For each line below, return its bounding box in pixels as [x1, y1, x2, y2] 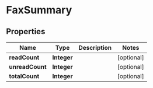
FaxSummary [6, 3, 72, 17]
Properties [6, 27, 46, 36]
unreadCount [9, 63, 47, 71]
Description [78, 44, 112, 52]
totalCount [9, 72, 40, 80]
